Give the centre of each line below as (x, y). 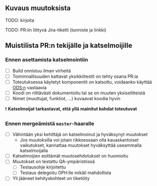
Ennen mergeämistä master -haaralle (50, 123)
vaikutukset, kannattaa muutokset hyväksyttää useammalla (80, 145)
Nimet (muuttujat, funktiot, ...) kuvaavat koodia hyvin (66, 98)
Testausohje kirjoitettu (43, 167)
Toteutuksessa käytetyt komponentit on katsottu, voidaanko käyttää (82, 82)
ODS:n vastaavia (29, 87)
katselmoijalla (34, 151)
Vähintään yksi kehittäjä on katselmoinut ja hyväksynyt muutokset (80, 135)
